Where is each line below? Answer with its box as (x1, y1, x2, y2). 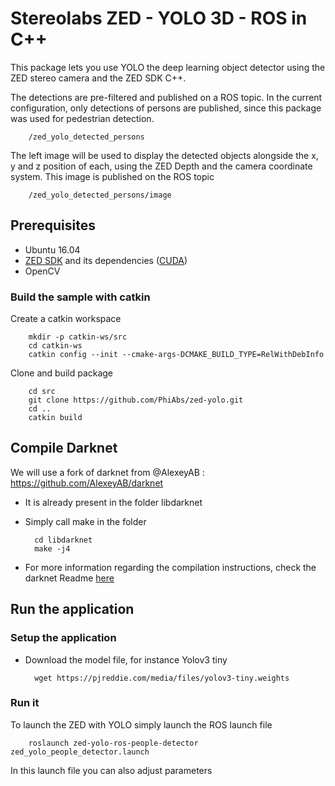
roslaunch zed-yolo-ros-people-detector (28, 738, 199, 748)
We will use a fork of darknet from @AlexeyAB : (10, 466, 205, 478)
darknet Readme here (24, 572, 115, 584)
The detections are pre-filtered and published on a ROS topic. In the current (10, 91, 323, 103)
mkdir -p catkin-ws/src (28, 332, 128, 342)
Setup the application (10, 631, 117, 645)
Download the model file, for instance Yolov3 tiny (24, 653, 228, 666)
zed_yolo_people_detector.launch (10, 747, 150, 757)
